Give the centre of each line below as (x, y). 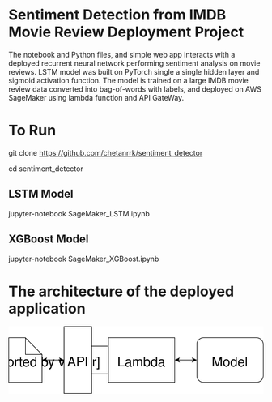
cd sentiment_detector (46, 169)
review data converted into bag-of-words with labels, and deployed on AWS (135, 89)
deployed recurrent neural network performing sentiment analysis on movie (134, 63)
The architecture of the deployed (121, 291)
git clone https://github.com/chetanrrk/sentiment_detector (106, 152)
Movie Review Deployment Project (126, 32)
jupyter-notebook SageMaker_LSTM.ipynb (79, 213)
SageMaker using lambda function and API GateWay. (96, 97)
